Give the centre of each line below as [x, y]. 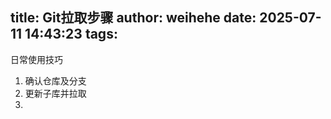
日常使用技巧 [36, 59]
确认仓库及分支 [55, 80]
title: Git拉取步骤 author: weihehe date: [133, 18]
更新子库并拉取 [55, 93]
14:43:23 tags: [71, 34]
